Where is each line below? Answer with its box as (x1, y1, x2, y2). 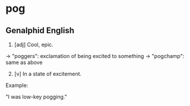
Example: (5, 82, 28, 89)
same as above (5, 59, 43, 66)
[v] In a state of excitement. (14, 70, 82, 77)
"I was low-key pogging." (5, 94, 68, 100)
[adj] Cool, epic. (14, 41, 54, 48)
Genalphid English (5, 25, 75, 36)
